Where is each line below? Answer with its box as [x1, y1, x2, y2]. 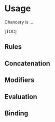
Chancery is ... [4, 19, 33, 25]
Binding [4, 109, 28, 117]
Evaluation [4, 92, 37, 101]
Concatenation [4, 59, 50, 67]
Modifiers [4, 76, 35, 84]
